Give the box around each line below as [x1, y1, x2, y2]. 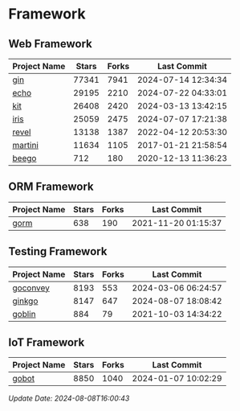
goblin [12, 308, 36, 319]
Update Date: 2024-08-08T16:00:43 [8, 393, 130, 403]
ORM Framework [8, 180, 94, 194]
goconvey [12, 282, 51, 294]
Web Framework [8, 37, 92, 51]
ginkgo [12, 295, 39, 306]
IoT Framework [8, 335, 85, 350]
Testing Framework [8, 245, 108, 258]
